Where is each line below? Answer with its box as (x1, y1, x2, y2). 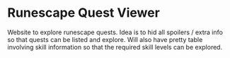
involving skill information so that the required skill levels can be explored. (7, 43, 223, 51)
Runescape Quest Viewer (7, 5, 161, 21)
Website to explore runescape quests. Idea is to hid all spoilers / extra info (7, 28, 223, 36)
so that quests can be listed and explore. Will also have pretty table (7, 35, 203, 43)
